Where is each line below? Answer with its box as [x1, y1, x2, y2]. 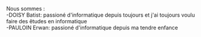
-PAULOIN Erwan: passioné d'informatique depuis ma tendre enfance [6, 24, 179, 31]
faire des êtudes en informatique [6, 18, 87, 24]
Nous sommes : [6, 5, 45, 12]
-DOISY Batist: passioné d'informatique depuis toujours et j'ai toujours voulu [6, 11, 196, 18]
